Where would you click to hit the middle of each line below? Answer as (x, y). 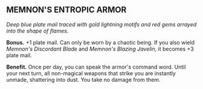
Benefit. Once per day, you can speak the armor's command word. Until (96, 67)
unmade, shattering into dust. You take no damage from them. (83, 79)
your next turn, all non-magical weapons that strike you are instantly (91, 73)
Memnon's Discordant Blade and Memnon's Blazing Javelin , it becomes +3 (100, 49)
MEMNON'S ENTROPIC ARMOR (66, 10)
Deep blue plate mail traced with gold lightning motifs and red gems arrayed (101, 24)
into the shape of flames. (37, 31)
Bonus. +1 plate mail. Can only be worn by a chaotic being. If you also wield (101, 42)
